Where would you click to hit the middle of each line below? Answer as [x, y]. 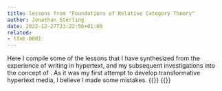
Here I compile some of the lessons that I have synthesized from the [104, 58]
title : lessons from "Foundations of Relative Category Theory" [101, 13]
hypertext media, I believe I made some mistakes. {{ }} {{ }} [89, 80]
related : [20, 32]
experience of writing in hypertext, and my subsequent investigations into [111, 66]
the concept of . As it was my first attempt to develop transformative [104, 73]
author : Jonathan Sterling [46, 20]
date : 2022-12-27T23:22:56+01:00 [55, 26]
